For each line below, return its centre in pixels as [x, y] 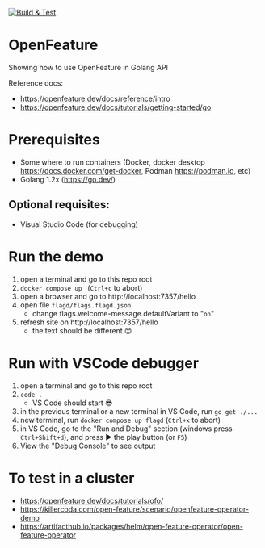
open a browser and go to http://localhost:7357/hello [108, 296]
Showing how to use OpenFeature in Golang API [88, 67]
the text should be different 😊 [82, 330]
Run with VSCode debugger [104, 363]
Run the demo [56, 256]
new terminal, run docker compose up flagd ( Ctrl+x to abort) [120, 420]
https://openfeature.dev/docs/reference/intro [95, 98]
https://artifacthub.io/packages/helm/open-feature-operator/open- [132, 526]
